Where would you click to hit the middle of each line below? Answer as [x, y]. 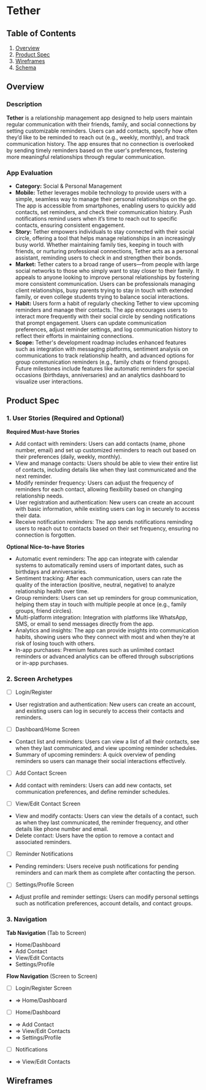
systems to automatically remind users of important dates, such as [99, 565]
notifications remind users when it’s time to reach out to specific [96, 218]
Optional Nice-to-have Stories [45, 547]
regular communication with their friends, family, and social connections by [101, 124]
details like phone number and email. [62, 829]
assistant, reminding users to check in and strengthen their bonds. [99, 258]
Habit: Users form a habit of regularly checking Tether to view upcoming [107, 303]
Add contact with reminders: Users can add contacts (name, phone [100, 443]
